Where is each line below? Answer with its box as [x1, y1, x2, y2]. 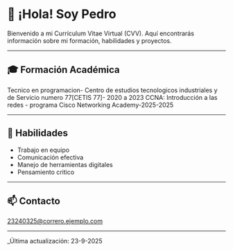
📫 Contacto [7, 195, 60, 207]
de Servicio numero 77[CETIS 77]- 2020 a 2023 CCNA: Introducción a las [7, 93, 218, 101]
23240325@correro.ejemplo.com [7, 217, 103, 225]
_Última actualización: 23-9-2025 [7, 237, 103, 245]
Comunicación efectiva [17, 153, 84, 162]
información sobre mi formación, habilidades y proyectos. [7, 36, 172, 44]
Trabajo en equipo [17, 146, 70, 154]
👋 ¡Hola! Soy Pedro [7, 6, 116, 22]
